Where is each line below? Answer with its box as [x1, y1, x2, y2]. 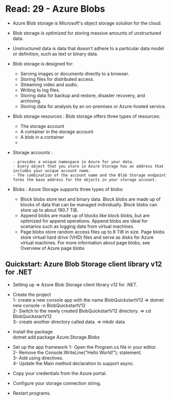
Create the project [12, 291, 51, 298]
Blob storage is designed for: [12, 60, 74, 67]
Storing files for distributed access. [20, 76, 94, 82]
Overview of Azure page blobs [20, 245, 85, 251]
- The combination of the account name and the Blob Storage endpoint [12, 173, 166, 178]
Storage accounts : [12, 149, 53, 155]
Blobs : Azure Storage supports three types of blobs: [12, 186, 124, 192]
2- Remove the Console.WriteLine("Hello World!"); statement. [12, 349, 142, 355]
